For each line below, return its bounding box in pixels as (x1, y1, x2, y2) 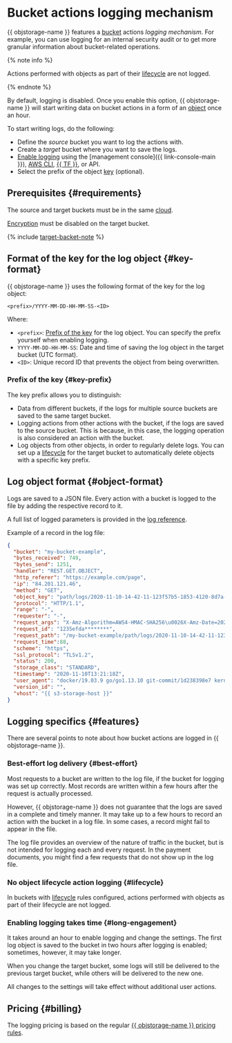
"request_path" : (13, 632, 60, 639)
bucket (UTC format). (17, 350, 78, 358)
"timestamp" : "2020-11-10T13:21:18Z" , (13, 671, 126, 678)
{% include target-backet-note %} (7, 232, 105, 240)
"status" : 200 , (13, 658, 57, 665)
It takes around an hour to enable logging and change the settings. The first (7, 934, 222, 942)
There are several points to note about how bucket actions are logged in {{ (7, 734, 219, 742)
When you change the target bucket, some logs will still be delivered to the (7, 962, 220, 970)
